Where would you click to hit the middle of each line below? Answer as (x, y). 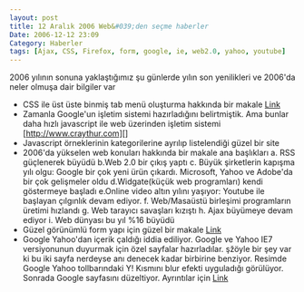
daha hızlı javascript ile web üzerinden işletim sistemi (122, 124)
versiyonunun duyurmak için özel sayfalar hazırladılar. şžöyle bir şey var (157, 249)
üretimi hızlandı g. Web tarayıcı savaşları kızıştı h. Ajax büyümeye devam (157, 210)
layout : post (34, 18)
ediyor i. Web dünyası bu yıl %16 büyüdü (98, 220)
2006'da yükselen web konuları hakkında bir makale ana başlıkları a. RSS (159, 153)
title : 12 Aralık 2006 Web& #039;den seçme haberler (109, 26)
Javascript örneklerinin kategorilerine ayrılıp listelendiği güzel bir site (151, 143)
